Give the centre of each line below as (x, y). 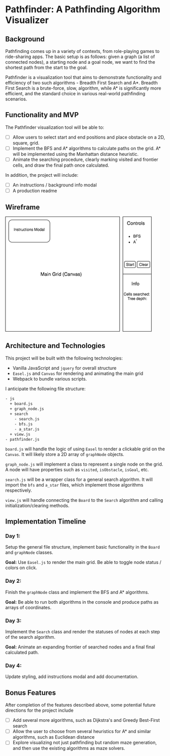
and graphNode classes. (29, 552)
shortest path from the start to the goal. (46, 67)
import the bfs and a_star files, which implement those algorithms (74, 484)
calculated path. (22, 653)
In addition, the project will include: (42, 175)
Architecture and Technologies (55, 346)
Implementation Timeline (46, 521)
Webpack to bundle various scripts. (50, 379)
